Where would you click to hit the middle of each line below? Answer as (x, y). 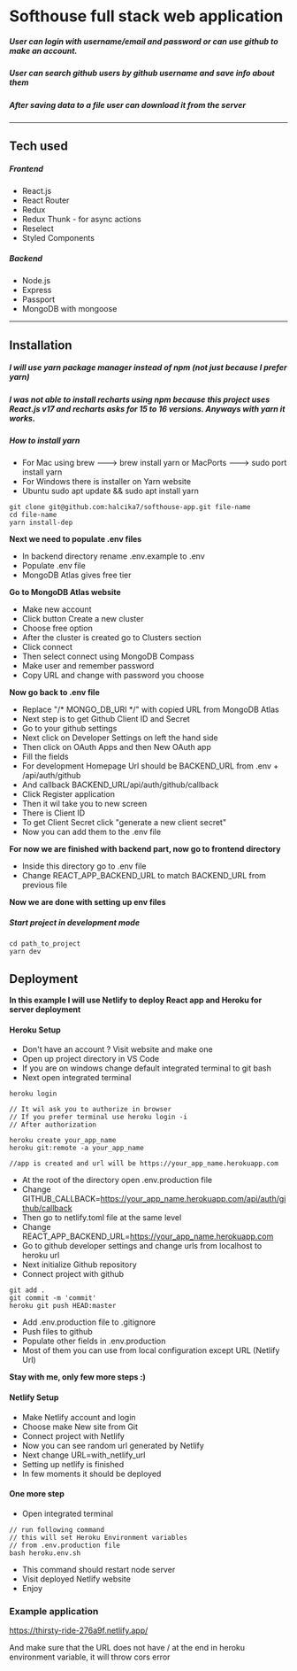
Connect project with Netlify (73, 1435)
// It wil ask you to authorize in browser (91, 1110)
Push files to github (57, 1332)
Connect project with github (73, 1274)
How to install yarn (45, 440)
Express (37, 290)
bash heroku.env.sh (45, 1553)
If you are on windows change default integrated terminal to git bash (146, 1068)
